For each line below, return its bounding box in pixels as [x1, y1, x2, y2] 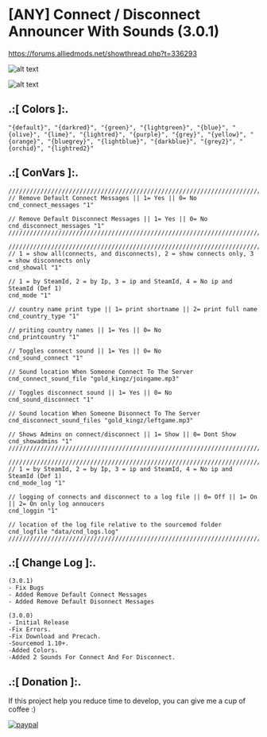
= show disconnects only [8, 257, 91, 264]
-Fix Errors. [8, 626, 52, 634]
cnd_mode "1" [8, 291, 52, 299]
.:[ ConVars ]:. [8, 166, 79, 179]
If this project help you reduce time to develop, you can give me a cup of [8, 696, 246, 706]
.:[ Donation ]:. [8, 675, 82, 689]
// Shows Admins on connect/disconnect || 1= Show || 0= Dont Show [8, 430, 237, 438]
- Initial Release [8, 619, 69, 627]
